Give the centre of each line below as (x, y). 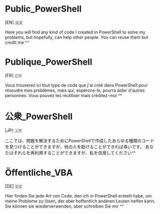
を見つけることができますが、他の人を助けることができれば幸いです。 (74, 147)
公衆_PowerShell (39, 117)
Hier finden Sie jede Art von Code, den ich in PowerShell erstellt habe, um (79, 196)
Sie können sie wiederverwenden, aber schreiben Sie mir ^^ (65, 206)
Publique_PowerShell (49, 62)
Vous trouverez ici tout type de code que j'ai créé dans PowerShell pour (77, 85)
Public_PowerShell (43, 9)
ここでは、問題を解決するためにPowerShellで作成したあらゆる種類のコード (80, 140)
